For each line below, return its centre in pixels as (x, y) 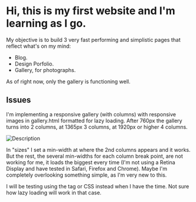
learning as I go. (46, 23)
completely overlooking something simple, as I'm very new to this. (86, 175)
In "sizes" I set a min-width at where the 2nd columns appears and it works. (98, 149)
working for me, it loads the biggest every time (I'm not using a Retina (91, 162)
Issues (19, 100)
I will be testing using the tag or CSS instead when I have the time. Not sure (98, 186)
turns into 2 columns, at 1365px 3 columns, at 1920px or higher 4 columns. (97, 127)
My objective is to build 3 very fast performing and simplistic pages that (94, 40)
